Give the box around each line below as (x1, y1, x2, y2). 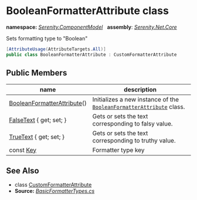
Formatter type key (92, 145, 145, 154)
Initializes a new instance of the (92, 95, 179, 103)
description (124, 85, 157, 93)
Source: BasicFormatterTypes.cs (14, 188, 95, 195)
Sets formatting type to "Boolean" (6, 35, 88, 42)
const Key (9, 145, 37, 154)
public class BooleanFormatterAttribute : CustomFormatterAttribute (6, 52, 177, 57)
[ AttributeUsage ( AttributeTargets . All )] (6, 46, 107, 52)
